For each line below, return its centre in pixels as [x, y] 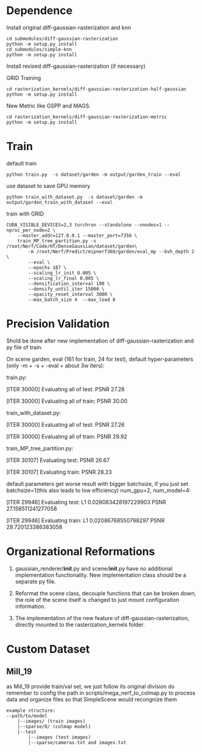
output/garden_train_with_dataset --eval [60, 202]
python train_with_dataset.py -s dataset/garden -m [75, 197]
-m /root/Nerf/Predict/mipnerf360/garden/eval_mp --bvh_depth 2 [111, 251]
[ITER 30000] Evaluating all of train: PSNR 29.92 [67, 436]
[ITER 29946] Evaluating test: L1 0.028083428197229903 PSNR [86, 502]
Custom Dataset [48, 649]
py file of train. [25, 347]
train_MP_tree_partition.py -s [57, 241]
